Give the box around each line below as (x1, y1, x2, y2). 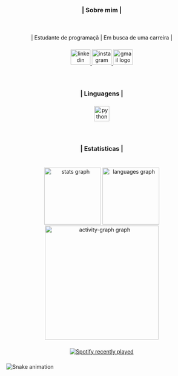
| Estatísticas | (80, 145, 124, 153)
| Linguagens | (80, 89, 124, 98)
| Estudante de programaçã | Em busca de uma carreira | (31, 33, 173, 41)
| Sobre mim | (81, 5, 122, 14)
